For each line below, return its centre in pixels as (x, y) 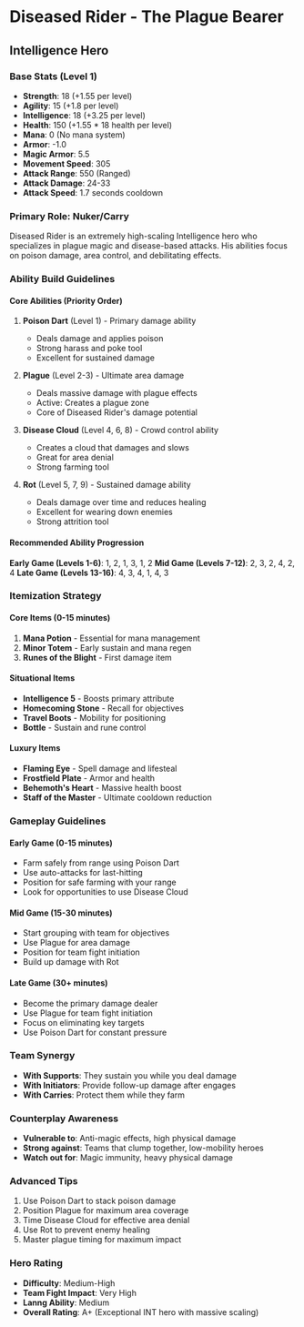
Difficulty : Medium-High (69, 1283)
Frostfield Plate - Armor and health (89, 778)
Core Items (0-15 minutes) (60, 618)
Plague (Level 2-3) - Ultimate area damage (103, 376)
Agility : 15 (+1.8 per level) (71, 106)
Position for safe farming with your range (99, 882)
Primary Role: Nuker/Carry (70, 216)
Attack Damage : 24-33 (66, 183)
